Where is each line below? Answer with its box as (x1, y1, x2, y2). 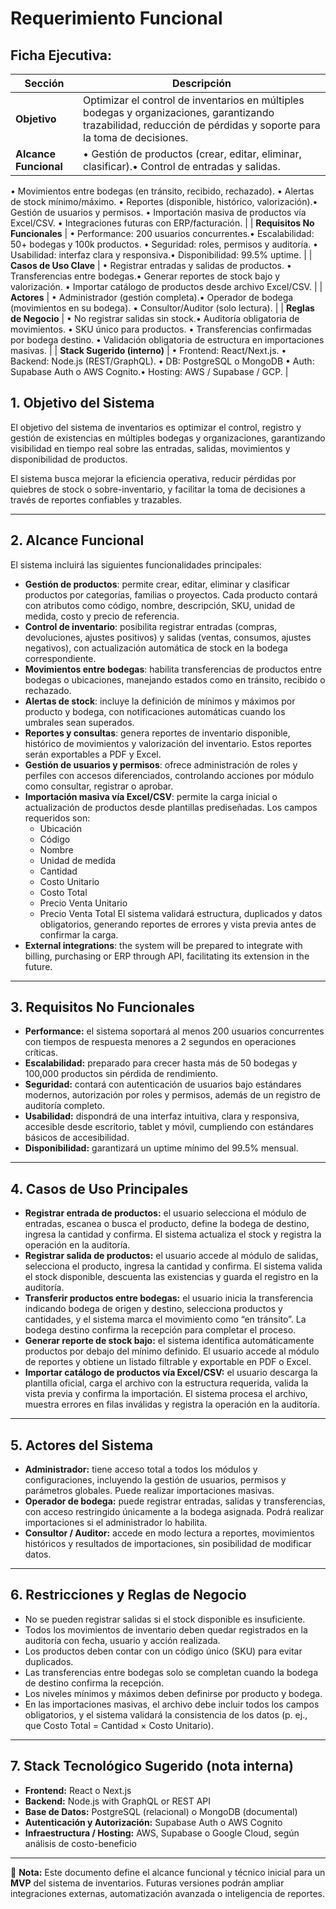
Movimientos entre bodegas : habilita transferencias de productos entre (24, 663, 322, 675)
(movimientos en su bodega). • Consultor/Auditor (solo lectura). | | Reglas (10, 302, 315, 314)
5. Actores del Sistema (10, 1437, 154, 1454)
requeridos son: (24, 812, 91, 824)
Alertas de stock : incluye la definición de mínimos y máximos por (24, 695, 296, 707)
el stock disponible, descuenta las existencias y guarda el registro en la (24, 1271, 319, 1283)
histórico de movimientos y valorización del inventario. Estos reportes (24, 737, 312, 749)
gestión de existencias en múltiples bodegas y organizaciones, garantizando (10, 432, 326, 444)
